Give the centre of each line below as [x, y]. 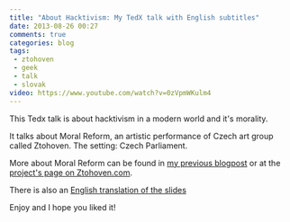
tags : [19, 51]
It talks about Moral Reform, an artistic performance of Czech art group [141, 136]
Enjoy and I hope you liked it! [63, 207]
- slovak [30, 84]
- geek [26, 68]
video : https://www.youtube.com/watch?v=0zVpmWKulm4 [110, 93]
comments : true [38, 34]
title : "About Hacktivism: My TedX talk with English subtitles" [134, 18]
